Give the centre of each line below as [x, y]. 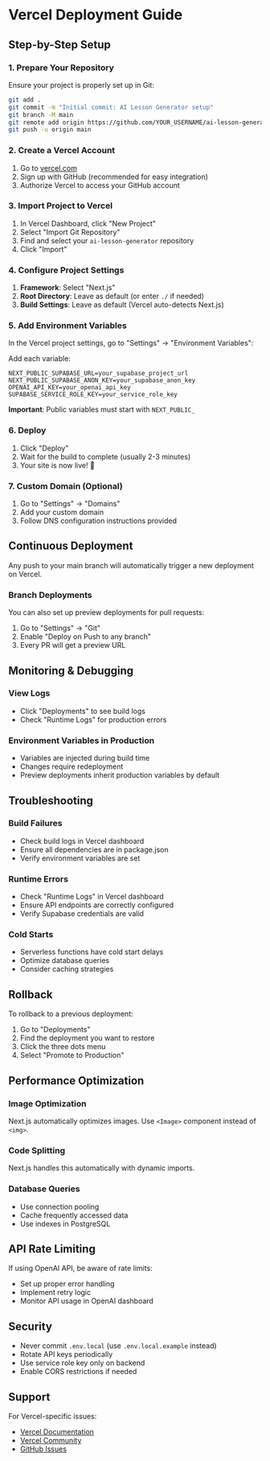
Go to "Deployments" [55, 1030]
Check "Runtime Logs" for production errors [93, 720]
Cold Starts [31, 935]
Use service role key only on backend [82, 1363]
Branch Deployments [50, 595]
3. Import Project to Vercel [61, 205]
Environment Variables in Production [82, 741]
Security [30, 1326]
